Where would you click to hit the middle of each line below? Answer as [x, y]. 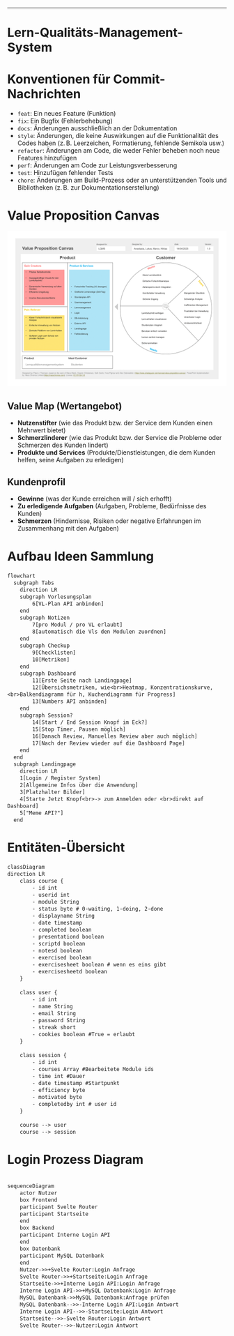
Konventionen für [59, 79]
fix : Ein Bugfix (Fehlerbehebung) [65, 121]
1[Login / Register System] [60, 778]
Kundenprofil [37, 482]
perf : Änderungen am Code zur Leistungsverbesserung [97, 165]
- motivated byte [57, 1097]
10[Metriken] [51, 660]
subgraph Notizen [45, 618]
